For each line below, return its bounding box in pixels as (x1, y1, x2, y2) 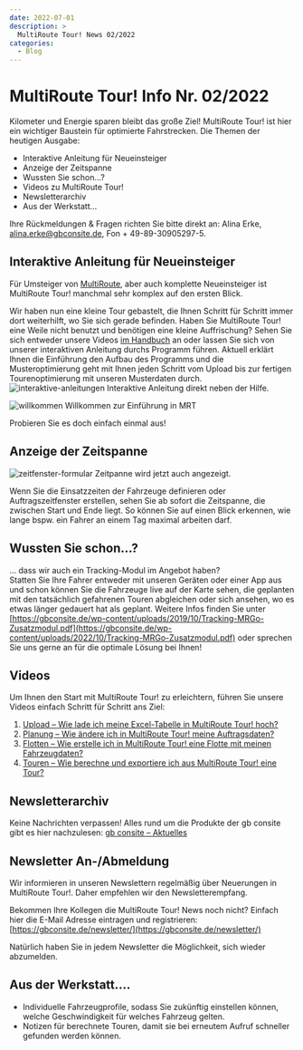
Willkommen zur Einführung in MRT (64, 400, 197, 410)
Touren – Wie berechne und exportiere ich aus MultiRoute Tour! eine (22, 757, 278, 768)
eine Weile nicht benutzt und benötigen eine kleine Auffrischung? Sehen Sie (9, 324, 292, 335)
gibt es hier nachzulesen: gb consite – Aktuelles (9, 827, 188, 838)
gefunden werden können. (22, 1030, 122, 1041)
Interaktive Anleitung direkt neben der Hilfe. (107, 382, 270, 393)
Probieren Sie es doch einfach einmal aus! (9, 418, 166, 429)
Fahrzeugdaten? (22, 748, 84, 759)
